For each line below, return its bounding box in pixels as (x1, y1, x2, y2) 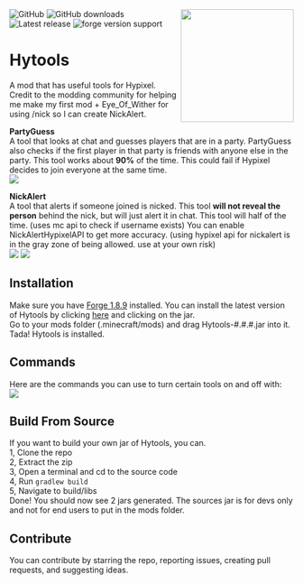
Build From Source (9, 413, 115, 429)
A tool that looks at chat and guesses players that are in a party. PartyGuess (9, 135, 291, 146)
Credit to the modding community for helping (9, 89, 178, 100)
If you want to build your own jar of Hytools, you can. (9, 438, 207, 449)
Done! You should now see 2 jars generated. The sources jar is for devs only (9, 496, 293, 506)
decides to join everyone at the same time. (9, 164, 168, 175)
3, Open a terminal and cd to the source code (9, 467, 179, 477)
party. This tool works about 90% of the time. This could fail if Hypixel (9, 154, 271, 165)
